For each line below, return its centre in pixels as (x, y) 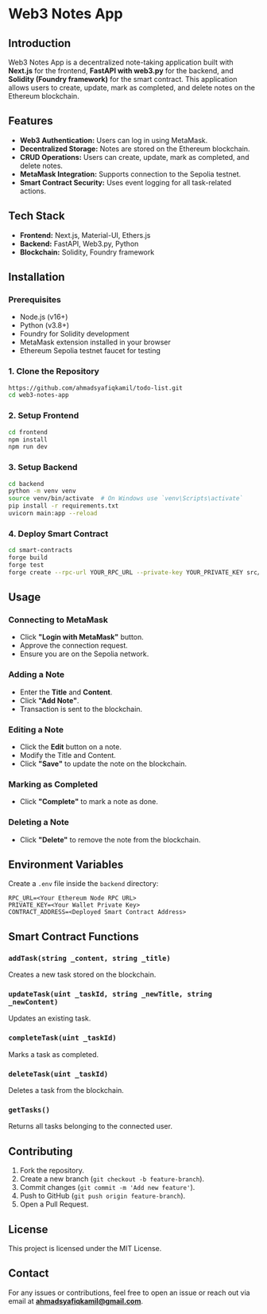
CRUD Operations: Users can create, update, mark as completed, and (134, 157)
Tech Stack (37, 216)
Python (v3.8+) (44, 325)
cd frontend (28, 432)
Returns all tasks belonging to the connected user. (91, 1126)
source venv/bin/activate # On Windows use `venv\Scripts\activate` (126, 499)
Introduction (40, 43)
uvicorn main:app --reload (53, 514)
